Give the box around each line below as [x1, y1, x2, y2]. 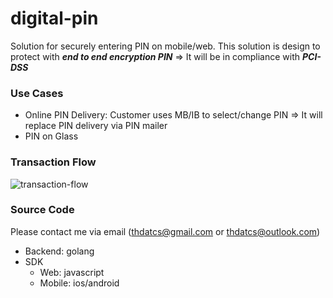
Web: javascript [39, 266, 105, 278]
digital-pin [10, 7, 99, 30]
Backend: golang [24, 245, 95, 257]
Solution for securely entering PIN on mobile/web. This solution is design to [10, 40, 321, 52]
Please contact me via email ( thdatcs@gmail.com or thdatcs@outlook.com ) [10, 225, 321, 237]
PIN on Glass [24, 130, 79, 142]
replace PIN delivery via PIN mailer [24, 120, 168, 132]
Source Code [10, 203, 75, 217]
